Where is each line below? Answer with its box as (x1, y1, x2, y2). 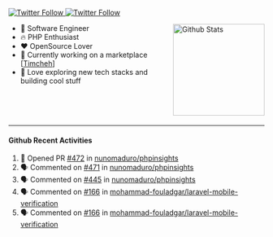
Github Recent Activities (8, 135, 93, 145)
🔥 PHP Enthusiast (19, 33, 80, 42)
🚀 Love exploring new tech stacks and (19, 68, 149, 77)
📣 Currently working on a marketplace (19, 50, 148, 59)
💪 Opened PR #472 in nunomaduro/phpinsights (19, 153, 179, 163)
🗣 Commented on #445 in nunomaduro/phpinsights (19, 175, 197, 185)
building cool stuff (19, 76, 81, 86)
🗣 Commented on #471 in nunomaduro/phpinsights (19, 163, 194, 173)
